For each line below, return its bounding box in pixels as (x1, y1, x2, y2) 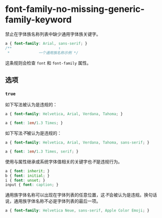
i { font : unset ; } (5, 178, 46, 183)
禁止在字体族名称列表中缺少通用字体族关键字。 (5, 31, 101, 37)
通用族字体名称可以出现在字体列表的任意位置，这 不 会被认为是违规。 (5, 192, 144, 198)
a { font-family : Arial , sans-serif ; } (5, 41, 88, 46)
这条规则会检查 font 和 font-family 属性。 (5, 60, 92, 66)
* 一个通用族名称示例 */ (7, 50, 78, 55)
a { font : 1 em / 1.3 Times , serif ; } (5, 149, 79, 154)
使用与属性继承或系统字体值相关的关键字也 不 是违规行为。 (5, 158, 122, 164)
